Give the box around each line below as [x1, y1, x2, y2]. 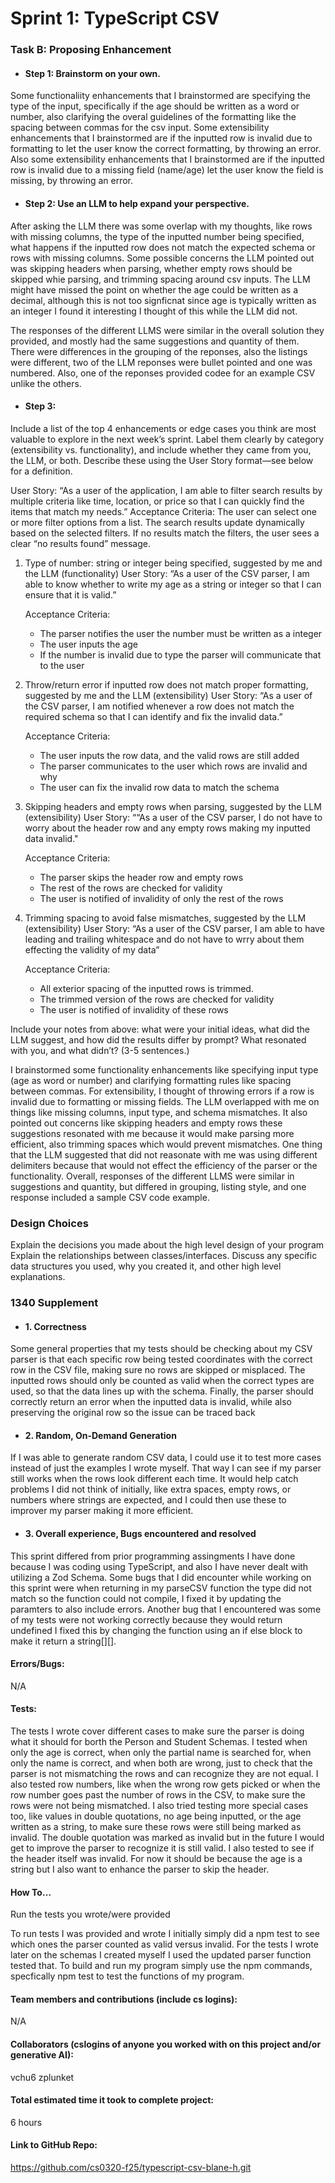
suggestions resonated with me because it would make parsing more [10, 1127, 295, 1139]
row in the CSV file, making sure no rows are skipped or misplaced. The [10, 1364, 306, 1376]
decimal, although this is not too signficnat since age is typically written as [10, 294, 317, 306]
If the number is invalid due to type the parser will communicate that [39, 648, 322, 661]
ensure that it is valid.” [24, 588, 117, 601]
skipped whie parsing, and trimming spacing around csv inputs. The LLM [10, 273, 311, 285]
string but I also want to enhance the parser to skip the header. [10, 1863, 270, 1875]
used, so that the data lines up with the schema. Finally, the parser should [10, 1385, 314, 1397]
